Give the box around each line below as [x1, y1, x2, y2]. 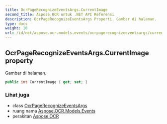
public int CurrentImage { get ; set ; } [5, 79, 88, 85]
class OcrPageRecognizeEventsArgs [12, 103, 87, 109]
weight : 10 [5, 26, 28, 31]
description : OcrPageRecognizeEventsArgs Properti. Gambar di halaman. [5, 16, 157, 21]
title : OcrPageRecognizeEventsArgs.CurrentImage [5, 7, 108, 12]
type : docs [5, 21, 28, 26]
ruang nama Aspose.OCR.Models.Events [12, 108, 96, 114]
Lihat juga [5, 91, 30, 98]
